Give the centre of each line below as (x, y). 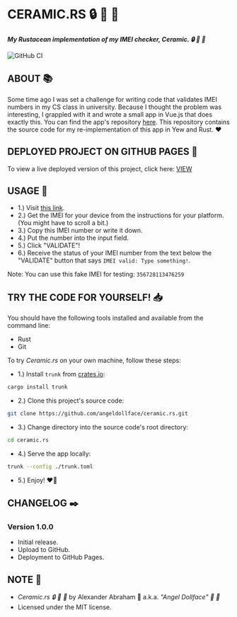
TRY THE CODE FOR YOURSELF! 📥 (85, 298)
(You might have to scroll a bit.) (63, 223)
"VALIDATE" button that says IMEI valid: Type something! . (104, 260)
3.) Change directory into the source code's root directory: (103, 427)
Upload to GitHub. (44, 550)
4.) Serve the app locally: (54, 454)
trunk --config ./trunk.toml (50, 466)
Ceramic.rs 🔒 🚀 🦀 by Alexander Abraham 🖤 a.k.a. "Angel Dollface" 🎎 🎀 (119, 597)
